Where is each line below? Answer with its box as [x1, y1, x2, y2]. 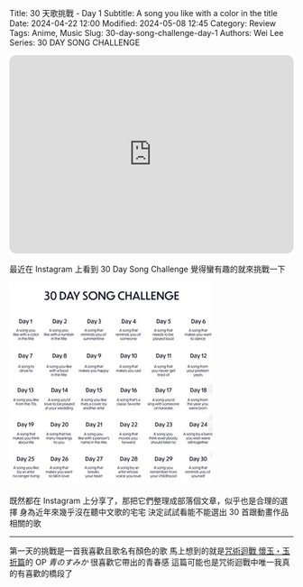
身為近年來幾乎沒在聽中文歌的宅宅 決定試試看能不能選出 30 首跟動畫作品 [19, 507, 289, 517]
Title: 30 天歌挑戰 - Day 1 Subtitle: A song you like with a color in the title [9, 8, 278, 18]
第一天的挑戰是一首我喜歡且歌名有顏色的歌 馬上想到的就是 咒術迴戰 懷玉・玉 [9, 546, 290, 556]
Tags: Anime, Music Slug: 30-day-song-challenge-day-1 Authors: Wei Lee [9, 28, 284, 38]
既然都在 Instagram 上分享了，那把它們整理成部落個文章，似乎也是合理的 [9, 495, 280, 506]
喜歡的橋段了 [24, 568, 73, 579]
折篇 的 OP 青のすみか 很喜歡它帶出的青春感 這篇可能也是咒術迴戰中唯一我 [9, 557, 282, 567]
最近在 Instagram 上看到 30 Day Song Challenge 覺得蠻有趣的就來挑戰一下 [9, 264, 286, 274]
